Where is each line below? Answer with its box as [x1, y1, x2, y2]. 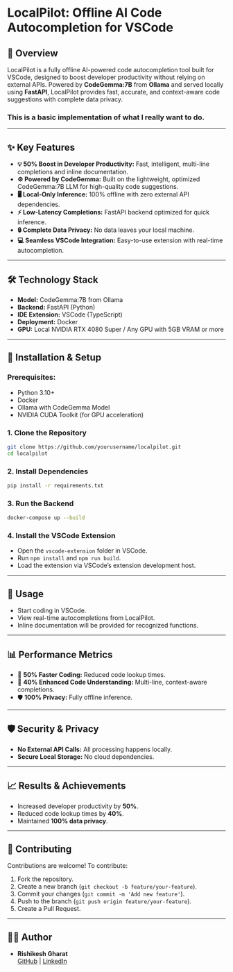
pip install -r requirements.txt [7, 482, 104, 489]
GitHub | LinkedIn [17, 957, 67, 966]
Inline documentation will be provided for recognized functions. [17, 621, 199, 630]
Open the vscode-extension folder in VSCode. [17, 546, 148, 555]
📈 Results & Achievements [7, 780, 126, 792]
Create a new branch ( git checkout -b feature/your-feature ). [17, 882, 198, 891]
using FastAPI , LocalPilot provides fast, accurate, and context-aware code [7, 88, 221, 96]
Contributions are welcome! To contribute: [7, 862, 128, 870]
